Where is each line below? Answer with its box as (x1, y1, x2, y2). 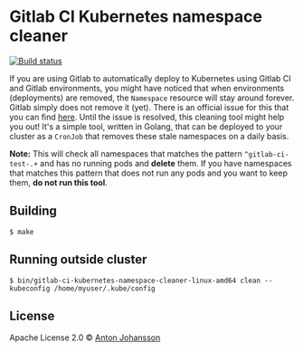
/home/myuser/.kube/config (53, 283, 156, 293)
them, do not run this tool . (9, 176, 109, 187)
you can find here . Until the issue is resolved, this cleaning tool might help (9, 111, 285, 122)
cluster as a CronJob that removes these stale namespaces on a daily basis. (9, 130, 289, 141)
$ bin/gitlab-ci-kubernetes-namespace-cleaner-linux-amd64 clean (9, 276, 260, 285)
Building (9, 204, 57, 219)
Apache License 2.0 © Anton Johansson (9, 332, 161, 343)
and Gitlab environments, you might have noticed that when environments (9, 82, 285, 93)
